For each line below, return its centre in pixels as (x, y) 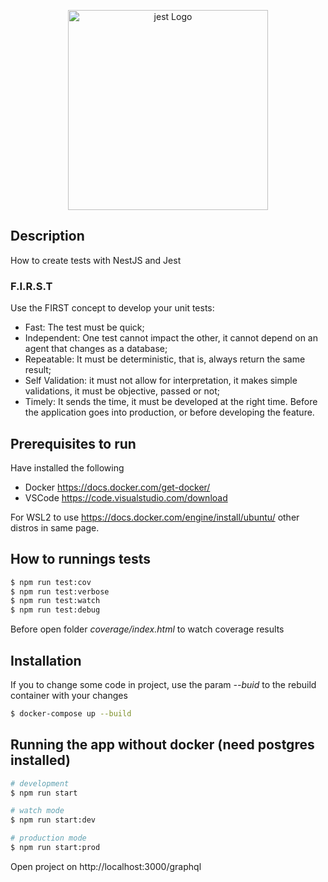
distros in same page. (55, 527)
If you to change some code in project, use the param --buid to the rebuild (163, 685)
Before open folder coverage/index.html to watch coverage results (147, 629)
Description (47, 236)
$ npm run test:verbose (60, 591)
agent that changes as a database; (96, 349)
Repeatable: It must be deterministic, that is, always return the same (165, 359)
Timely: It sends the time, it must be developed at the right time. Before (171, 402)
